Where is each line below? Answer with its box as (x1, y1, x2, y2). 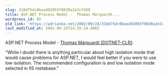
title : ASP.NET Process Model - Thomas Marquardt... (5, 12, 120, 17)
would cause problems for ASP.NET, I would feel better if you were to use (5, 54, 156, 60)
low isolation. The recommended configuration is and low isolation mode (5, 60, 155, 66)
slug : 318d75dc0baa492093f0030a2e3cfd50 (5, 7, 91, 12)
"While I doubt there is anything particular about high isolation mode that (5, 49, 155, 55)
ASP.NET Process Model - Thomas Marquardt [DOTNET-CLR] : (5, 39, 133, 45)
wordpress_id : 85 (5, 16, 41, 21)
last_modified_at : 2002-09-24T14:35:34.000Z (5, 26, 99, 31)
